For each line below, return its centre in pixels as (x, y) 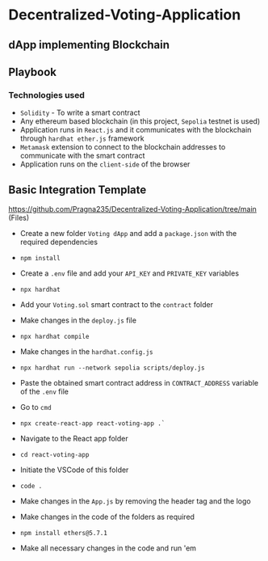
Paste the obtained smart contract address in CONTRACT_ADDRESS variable (139, 383)
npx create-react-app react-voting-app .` (92, 424)
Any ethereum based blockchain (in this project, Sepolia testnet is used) (140, 121)
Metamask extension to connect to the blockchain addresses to (123, 147)
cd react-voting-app (54, 455)
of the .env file (44, 392)
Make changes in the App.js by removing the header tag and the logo (136, 501)
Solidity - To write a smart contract (80, 113)
